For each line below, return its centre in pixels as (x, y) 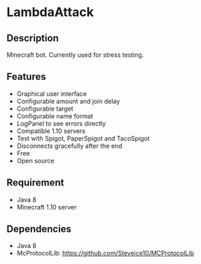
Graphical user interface (51, 93)
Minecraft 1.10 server (47, 207)
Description (33, 38)
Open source (35, 160)
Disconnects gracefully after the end (69, 146)
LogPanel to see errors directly (61, 123)
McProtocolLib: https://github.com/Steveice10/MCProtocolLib (105, 253)
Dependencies (39, 229)
